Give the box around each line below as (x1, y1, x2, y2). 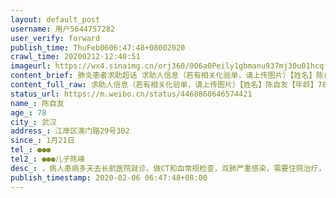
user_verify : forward (10, 33, 101, 43)
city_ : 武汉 (10, 117, 57, 127)
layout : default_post (10, 14, 101, 25)
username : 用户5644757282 (10, 24, 115, 34)
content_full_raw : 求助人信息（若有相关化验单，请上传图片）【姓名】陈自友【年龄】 (10, 80, 318, 90)
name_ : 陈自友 (10, 98, 65, 108)
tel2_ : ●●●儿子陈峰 (10, 154, 86, 164)
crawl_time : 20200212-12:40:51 (10, 52, 141, 62)
